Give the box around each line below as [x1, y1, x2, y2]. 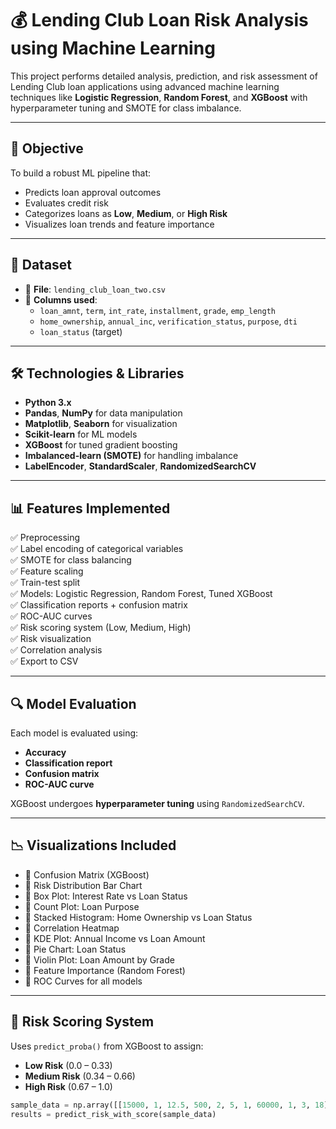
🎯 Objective [10, 140, 84, 157]
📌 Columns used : [24, 293, 98, 306]
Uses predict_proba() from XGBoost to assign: [10, 1040, 204, 1052]
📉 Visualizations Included [10, 837, 177, 854]
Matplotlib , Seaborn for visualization [24, 418, 178, 430]
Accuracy [24, 747, 67, 758]
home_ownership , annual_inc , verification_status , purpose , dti [39, 315, 298, 327]
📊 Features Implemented [10, 500, 171, 517]
